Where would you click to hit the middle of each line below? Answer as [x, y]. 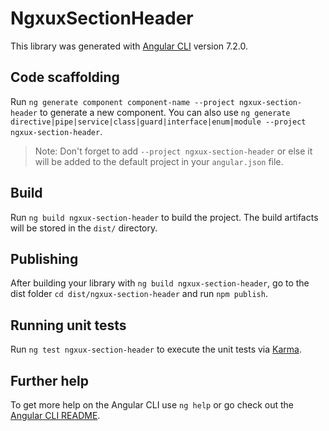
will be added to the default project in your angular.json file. [159, 161]
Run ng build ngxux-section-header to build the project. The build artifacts [164, 217]
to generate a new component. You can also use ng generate [165, 112]
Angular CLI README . [55, 415]
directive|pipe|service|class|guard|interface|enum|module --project [158, 122]
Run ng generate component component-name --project [122, 101]
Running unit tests [68, 325]
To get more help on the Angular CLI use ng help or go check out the [152, 405]
